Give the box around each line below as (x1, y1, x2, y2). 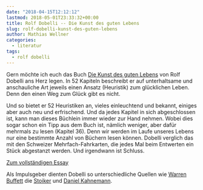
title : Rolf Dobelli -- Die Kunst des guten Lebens (6, 20, 139, 26)
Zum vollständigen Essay (6, 158, 68, 166)
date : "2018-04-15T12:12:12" (6, 8, 80, 15)
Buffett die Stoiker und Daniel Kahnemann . (6, 177, 112, 184)
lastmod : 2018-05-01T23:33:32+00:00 (6, 15, 99, 21)
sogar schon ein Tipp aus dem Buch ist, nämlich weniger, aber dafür (6, 121, 177, 128)
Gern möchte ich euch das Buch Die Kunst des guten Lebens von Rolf (6, 70, 181, 78)
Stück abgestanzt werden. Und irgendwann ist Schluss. (6, 147, 145, 154)
